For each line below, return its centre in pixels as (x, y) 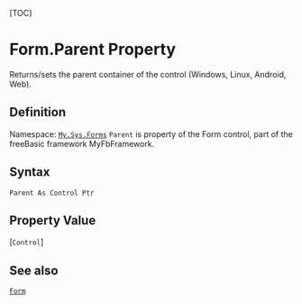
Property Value (53, 220)
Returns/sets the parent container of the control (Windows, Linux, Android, (148, 74)
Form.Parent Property (93, 50)
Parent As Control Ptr (52, 193)
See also (34, 270)
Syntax (30, 172)
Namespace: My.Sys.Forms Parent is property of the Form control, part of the (151, 134)
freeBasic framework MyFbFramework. (82, 143)
